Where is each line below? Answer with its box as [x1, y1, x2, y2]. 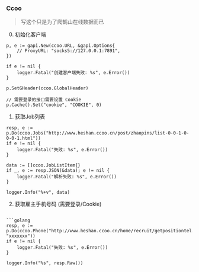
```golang [6, 217, 31, 223]
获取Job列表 [14, 113, 46, 120]
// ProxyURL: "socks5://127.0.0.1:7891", [17, 48, 120, 54]
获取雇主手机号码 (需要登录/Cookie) [14, 200, 102, 208]
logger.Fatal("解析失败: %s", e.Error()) [17, 174, 117, 180]
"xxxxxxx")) [6, 233, 36, 239]
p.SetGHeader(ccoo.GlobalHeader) [6, 85, 89, 91]
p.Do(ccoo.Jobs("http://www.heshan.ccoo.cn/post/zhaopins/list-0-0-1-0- [6, 130, 190, 136]
